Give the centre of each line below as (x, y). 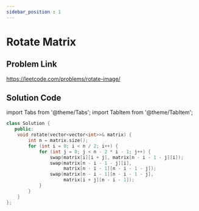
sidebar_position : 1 (34, 12)
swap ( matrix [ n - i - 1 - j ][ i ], (91, 163)
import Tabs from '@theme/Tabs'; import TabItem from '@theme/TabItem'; (100, 112)
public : (24, 129)
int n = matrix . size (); (58, 141)
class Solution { (28, 124)
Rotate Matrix (41, 42)
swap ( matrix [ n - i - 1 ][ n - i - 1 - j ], (102, 174)
